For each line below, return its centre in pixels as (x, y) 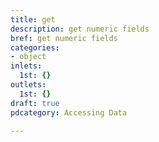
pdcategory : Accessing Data (69, 112)
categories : (35, 47)
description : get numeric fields (80, 29)
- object (28, 57)
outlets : (28, 85)
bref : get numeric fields (64, 38)
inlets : (26, 66)
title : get (33, 19)
